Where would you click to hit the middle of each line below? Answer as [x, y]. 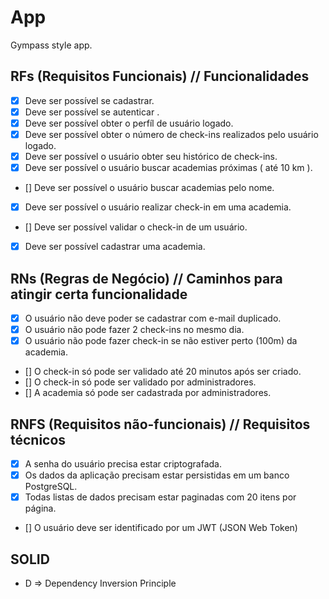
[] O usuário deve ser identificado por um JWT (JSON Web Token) [161, 528]
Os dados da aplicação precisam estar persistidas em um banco [157, 475]
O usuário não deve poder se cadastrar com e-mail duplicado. [153, 318]
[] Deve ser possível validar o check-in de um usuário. [136, 227]
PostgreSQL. [51, 487]
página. [40, 508]
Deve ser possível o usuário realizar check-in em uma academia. [158, 207]
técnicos [38, 439]
